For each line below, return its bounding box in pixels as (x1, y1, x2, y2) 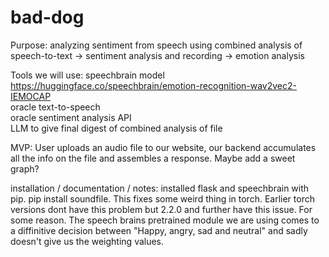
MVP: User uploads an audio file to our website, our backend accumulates (10, 141, 317, 153)
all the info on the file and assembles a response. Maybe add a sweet (10, 152, 296, 164)
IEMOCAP (10, 90, 52, 102)
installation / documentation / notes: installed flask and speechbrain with (10, 182, 310, 194)
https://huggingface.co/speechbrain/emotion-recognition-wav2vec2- (10, 79, 297, 91)
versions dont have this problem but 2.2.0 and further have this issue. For (10, 203, 313, 215)
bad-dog (10, 6, 85, 29)
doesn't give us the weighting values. (10, 235, 165, 247)
